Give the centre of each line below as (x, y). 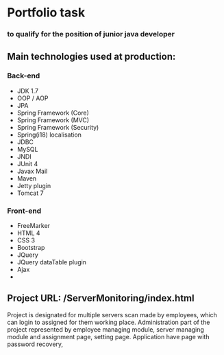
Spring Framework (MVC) (53, 120)
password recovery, (35, 344)
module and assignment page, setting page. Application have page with (108, 336)
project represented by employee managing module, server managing (105, 329)
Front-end (24, 211)
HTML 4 (28, 233)
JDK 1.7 (28, 91)
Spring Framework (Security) (58, 127)
